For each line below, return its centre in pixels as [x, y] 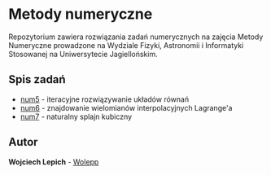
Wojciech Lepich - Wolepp [54, 162]
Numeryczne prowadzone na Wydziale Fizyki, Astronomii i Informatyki [126, 45]
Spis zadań [37, 79]
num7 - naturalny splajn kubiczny [76, 116]
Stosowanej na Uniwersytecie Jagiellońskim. [83, 54]
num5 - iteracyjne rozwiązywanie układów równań [105, 99]
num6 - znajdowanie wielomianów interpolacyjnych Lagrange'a [126, 107]
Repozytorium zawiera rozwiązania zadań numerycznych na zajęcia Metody [136, 37]
